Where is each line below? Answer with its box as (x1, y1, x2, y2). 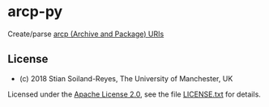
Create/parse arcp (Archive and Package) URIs (7, 29, 164, 39)
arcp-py (7, 2, 63, 21)
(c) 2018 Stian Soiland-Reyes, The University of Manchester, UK (19, 73, 233, 83)
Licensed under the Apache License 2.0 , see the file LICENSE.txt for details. (7, 89, 261, 99)
